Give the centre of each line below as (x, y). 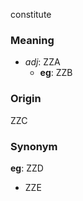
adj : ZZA (42, 62)
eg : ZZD (27, 168)
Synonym (34, 146)
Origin (26, 99)
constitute (31, 14)
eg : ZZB (56, 73)
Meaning (32, 40)
